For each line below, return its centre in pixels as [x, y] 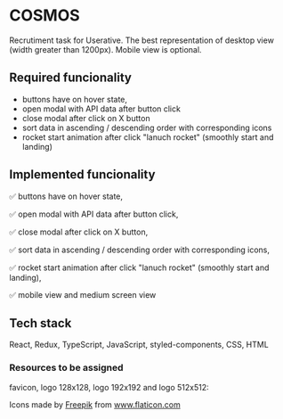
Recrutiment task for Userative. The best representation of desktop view [141, 40]
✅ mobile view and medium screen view [83, 294]
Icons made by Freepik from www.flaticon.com [95, 404]
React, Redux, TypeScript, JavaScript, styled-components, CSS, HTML [139, 345]
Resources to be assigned [66, 368]
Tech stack [40, 323]
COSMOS [44, 16]
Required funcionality [70, 78]
